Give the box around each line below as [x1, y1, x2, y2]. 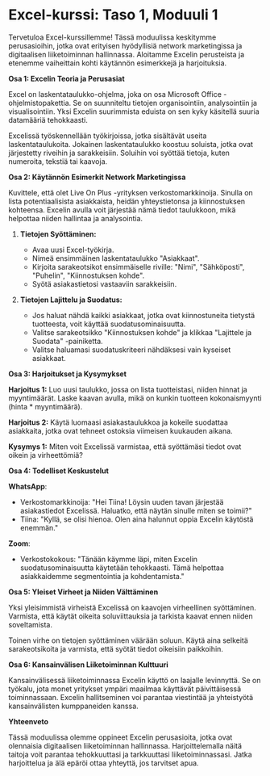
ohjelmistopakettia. [8, 98, 72, 107]
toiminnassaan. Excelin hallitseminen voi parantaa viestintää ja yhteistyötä [8, 692, 254, 702]
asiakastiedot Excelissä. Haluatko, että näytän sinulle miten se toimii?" [19, 505, 252, 515]
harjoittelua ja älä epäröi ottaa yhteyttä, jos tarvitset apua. [8, 757, 199, 768]
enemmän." [19, 522, 59, 532]
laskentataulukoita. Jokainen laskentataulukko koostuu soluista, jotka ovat [8, 139, 254, 149]
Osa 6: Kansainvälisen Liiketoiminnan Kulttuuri [8, 660, 169, 669]
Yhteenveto [8, 716, 49, 726]
